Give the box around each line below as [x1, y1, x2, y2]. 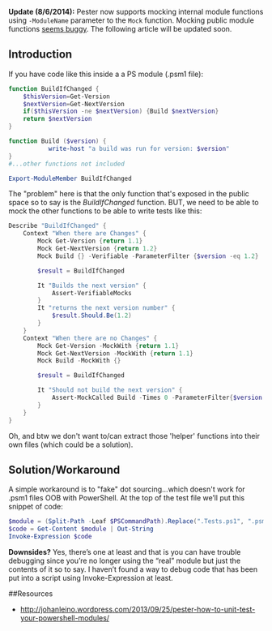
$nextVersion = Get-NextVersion [23, 100, 125, 108]
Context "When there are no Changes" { [23, 334, 158, 342]
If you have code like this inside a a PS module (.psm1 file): [8, 69, 204, 79]
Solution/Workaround [8, 462, 121, 477]
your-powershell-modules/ [19, 613, 110, 623]
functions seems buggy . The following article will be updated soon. [8, 24, 232, 33]
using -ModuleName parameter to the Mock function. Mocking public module [8, 15, 255, 25]
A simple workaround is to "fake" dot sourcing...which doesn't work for [8, 484, 245, 494]
